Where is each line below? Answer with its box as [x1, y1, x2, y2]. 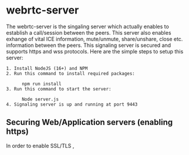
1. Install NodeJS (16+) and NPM [6, 65, 88, 71]
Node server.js [21, 96, 59, 102]
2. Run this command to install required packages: [6, 70, 135, 76]
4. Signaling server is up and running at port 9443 [6, 101, 138, 107]
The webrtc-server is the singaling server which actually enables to [6, 23, 169, 30]
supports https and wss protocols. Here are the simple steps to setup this [6, 48, 184, 55]
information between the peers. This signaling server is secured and [6, 42, 171, 49]
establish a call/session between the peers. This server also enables [6, 29, 171, 36]
